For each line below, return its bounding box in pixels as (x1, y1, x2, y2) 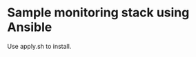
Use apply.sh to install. (7, 42, 72, 50)
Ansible (7, 19, 52, 35)
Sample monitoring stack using (7, 5, 190, 21)
